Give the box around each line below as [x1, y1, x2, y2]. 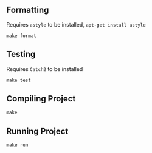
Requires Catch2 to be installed [6, 65, 83, 72]
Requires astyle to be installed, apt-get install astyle [6, 21, 146, 28]
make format [6, 33, 36, 39]
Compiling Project [6, 93, 76, 104]
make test [6, 77, 32, 83]
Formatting [6, 5, 49, 15]
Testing [6, 49, 36, 59]
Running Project [6, 126, 69, 136]
